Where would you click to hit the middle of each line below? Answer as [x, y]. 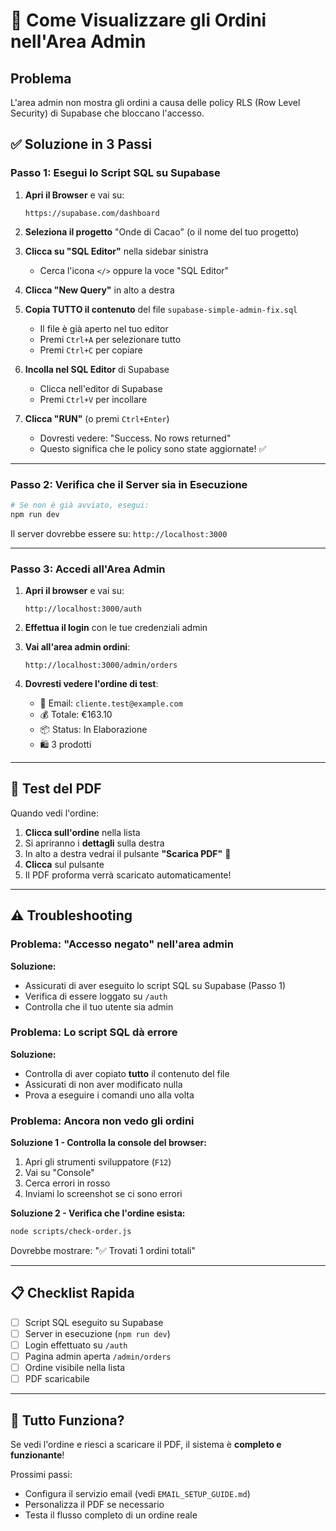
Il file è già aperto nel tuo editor [104, 328]
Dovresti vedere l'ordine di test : [91, 684]
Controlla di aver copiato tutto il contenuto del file [127, 1073]
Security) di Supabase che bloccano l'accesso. [107, 113]
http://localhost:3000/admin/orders [101, 665]
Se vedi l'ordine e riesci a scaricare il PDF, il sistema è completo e [146, 1444]
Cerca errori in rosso [67, 1183]
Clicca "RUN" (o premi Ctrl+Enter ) [97, 418]
